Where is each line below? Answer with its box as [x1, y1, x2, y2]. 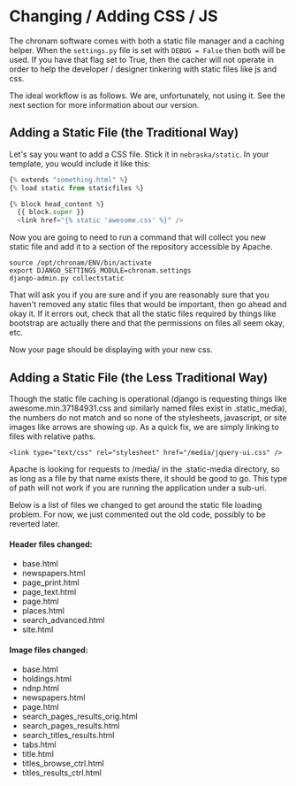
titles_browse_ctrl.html [21, 759, 104, 769]
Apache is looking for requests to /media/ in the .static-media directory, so [9, 463, 280, 474]
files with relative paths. [9, 431, 96, 442]
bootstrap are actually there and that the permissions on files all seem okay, [9, 318, 285, 328]
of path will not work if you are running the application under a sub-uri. [9, 482, 267, 493]
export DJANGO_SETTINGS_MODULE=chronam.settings [9, 266, 192, 275]
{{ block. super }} [17, 208, 86, 217]
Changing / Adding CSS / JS [9, 6, 218, 27]
